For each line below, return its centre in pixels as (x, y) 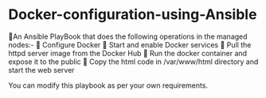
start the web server (41, 70)
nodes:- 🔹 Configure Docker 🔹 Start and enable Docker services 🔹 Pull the (130, 44)
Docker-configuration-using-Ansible (133, 15)
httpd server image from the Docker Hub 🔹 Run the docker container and (128, 53)
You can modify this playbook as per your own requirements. (108, 85)
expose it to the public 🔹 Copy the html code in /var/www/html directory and (133, 62)
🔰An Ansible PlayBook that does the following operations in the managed (128, 36)
